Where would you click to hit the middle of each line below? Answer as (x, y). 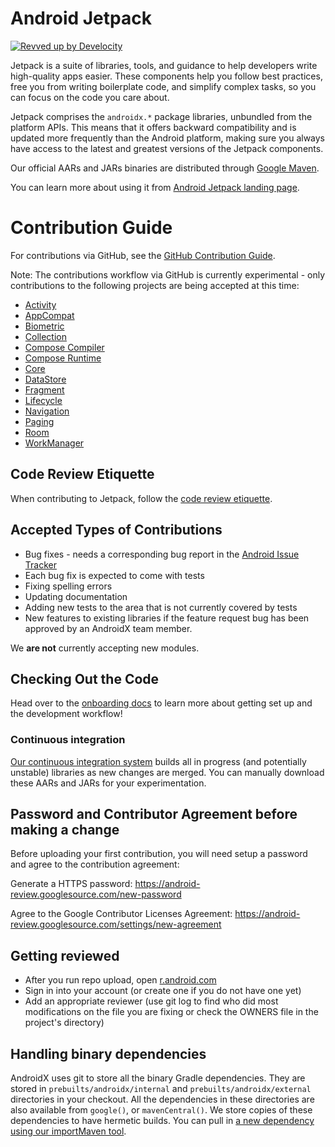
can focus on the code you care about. (90, 97)
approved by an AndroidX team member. (108, 628)
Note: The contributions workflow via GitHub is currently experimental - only (168, 274)
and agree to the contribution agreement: (95, 864)
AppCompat (49, 315)
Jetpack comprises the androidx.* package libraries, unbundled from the (161, 116)
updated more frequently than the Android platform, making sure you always (168, 138)
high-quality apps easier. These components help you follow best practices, (166, 76)
